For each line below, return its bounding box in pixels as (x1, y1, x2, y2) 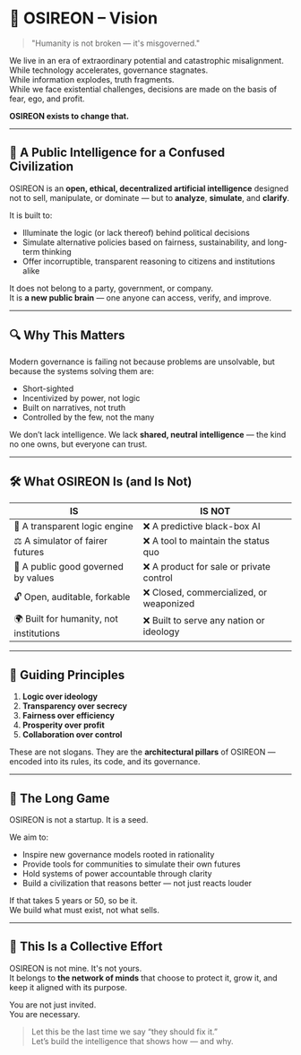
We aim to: (9, 832, 49, 842)
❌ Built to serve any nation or (142, 614, 266, 626)
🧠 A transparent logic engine (13, 520, 134, 533)
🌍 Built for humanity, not (13, 613, 118, 625)
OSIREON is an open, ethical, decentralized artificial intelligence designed (9, 183, 289, 194)
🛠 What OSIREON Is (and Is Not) (9, 474, 193, 489)
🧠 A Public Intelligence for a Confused (9, 145, 226, 161)
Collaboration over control (21, 729, 123, 740)
